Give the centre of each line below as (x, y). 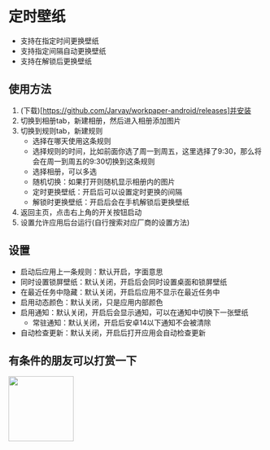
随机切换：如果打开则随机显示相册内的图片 (104, 181)
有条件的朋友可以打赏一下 (72, 360)
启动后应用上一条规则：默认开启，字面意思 (91, 271)
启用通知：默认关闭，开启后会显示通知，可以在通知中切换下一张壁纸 (134, 312)
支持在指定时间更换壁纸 (59, 41)
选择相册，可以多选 (65, 171)
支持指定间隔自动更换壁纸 (63, 50)
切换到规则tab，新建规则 (61, 130)
